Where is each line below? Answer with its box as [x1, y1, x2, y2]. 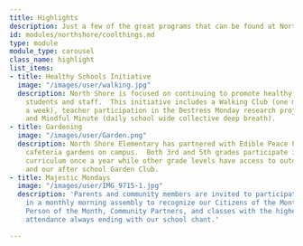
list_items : [9, 64, 54, 73]
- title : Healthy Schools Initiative [9, 72, 151, 81]
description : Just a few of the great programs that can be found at [9, 22, 277, 31]
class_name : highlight [9, 55, 95, 64]
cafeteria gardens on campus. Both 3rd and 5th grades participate [25, 147, 289, 156]
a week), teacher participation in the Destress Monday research [25, 106, 277, 115]
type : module [9, 38, 59, 48]
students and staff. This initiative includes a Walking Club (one [25, 97, 289, 107]
